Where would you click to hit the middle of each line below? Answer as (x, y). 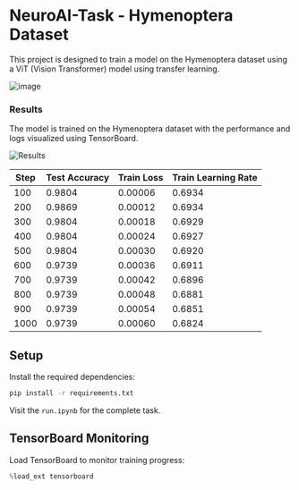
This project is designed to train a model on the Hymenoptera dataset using (149, 59)
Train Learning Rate (215, 178)
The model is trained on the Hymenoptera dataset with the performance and (150, 129)
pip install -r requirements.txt (72, 393)
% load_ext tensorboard (51, 476)
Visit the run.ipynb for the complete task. (85, 410)
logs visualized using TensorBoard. (74, 139)
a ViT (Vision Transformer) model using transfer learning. (115, 69)
